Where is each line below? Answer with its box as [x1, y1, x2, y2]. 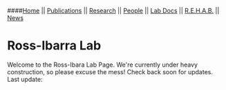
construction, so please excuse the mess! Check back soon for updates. [7, 67, 213, 76]
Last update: [7, 75, 43, 83]
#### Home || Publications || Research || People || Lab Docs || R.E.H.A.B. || [7, 7, 220, 14]
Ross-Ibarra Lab [7, 38, 102, 54]
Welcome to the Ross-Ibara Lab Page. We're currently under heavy [7, 60, 198, 69]
